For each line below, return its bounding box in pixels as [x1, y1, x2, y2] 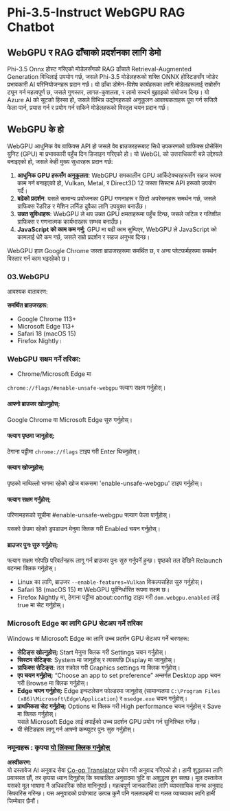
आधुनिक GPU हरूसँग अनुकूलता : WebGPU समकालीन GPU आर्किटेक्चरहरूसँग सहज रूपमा [16, 171, 222, 179]
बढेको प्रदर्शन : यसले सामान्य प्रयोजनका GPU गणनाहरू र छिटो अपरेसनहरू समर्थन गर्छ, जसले [16, 194, 216, 202]
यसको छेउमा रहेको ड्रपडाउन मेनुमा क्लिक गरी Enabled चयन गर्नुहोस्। [7, 525, 161, 533]
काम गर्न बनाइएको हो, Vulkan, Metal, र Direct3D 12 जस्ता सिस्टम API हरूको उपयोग [16, 178, 216, 187]
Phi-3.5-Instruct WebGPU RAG [7, 5, 185, 21]
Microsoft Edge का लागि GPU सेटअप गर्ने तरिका [7, 619, 143, 628]
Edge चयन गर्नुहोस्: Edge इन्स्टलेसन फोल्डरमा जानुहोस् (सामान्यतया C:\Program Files [16, 686, 221, 694]
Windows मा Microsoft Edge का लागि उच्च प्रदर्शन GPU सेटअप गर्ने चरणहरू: [7, 634, 189, 642]
